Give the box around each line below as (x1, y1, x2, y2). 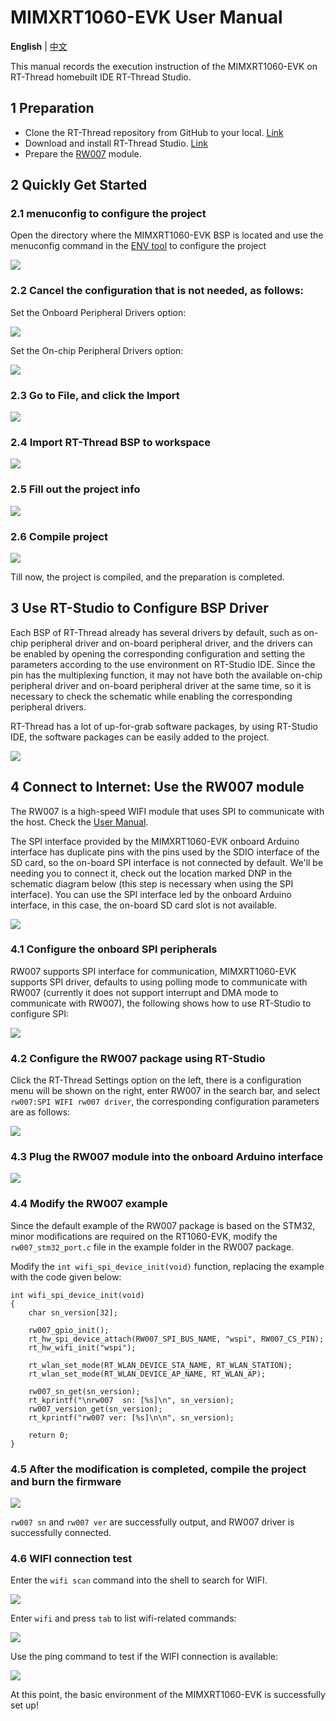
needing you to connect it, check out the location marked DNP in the (10, 867, 293, 879)
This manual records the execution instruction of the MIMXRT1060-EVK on (10, 60, 318, 72)
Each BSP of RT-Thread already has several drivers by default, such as (10, 626, 302, 638)
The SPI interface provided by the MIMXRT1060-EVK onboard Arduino (10, 835, 300, 847)
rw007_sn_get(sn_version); (28, 1386, 141, 1396)
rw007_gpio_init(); (28, 1325, 110, 1335)
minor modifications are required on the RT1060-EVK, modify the (10, 1230, 278, 1242)
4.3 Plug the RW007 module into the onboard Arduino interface (10, 1150, 324, 1164)
